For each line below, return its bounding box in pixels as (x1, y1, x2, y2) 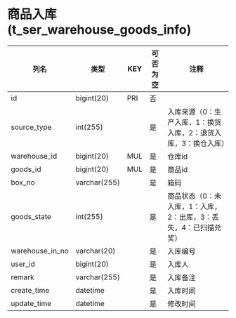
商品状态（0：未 (167, 191, 222, 201)
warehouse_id (11, 151, 58, 161)
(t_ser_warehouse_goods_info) (7, 22, 192, 38)
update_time (11, 298, 52, 308)
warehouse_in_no (11, 246, 69, 256)
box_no (11, 177, 35, 187)
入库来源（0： (167, 107, 215, 117)
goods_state (11, 211, 51, 221)
